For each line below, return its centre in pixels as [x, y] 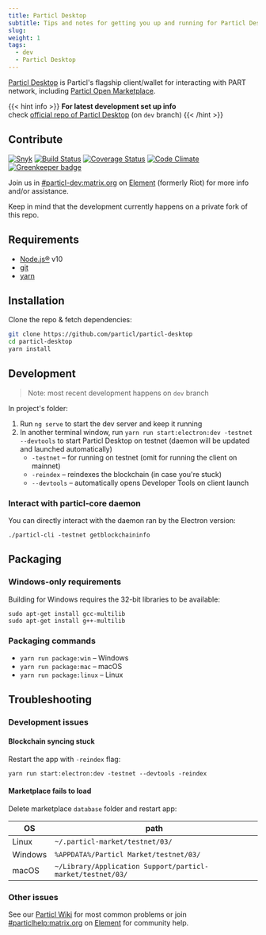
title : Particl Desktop [47, 15]
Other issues [33, 897]
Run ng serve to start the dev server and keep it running [111, 423]
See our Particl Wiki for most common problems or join [98, 914]
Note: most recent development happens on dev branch [118, 393]
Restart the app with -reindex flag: [65, 759]
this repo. [24, 214]
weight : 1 [25, 38]
